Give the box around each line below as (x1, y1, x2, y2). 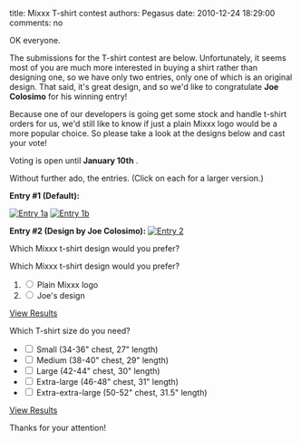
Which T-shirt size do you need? (9, 326, 131, 336)
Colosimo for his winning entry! (9, 91, 128, 102)
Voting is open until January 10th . (9, 155, 139, 166)
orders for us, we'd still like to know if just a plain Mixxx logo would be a (9, 118, 278, 129)
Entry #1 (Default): (9, 191, 80, 201)
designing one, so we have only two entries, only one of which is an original (9, 72, 293, 83)
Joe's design (36, 290, 85, 300)
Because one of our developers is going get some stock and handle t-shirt (9, 109, 287, 119)
